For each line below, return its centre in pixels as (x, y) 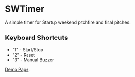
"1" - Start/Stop (27, 49)
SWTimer (25, 9)
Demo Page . (18, 69)
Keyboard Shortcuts (37, 38)
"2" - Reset (24, 55)
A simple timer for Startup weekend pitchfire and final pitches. (68, 22)
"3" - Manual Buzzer (33, 60)
